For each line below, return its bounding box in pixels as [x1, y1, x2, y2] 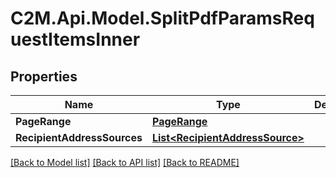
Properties [10, 68, 78, 85]
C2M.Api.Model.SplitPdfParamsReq [10, 7, 315, 30]
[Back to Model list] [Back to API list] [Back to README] [10, 157, 240, 168]
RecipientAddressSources [15, 131, 143, 144]
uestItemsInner [10, 28, 141, 51]
